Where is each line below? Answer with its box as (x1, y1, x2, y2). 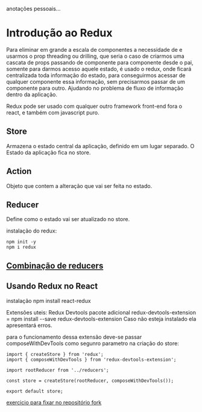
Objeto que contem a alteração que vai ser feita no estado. (6, 182, 153, 189)
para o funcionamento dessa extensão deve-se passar (6, 333, 142, 340)
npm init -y (6, 239, 36, 245)
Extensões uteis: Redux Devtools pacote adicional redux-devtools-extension (6, 308, 196, 316)
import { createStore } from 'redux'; (6, 351, 104, 357)
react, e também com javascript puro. (6, 108, 99, 116)
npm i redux (6, 244, 36, 251)
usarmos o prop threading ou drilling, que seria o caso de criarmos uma (6, 52, 185, 60)
